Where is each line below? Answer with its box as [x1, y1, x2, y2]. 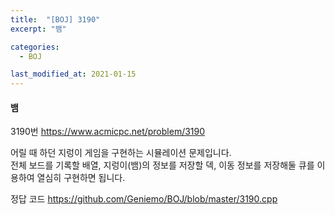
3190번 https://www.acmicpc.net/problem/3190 [10, 126, 206, 138]
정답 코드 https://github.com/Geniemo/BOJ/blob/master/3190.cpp [10, 193, 278, 205]
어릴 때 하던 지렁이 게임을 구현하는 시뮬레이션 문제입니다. [10, 147, 232, 159]
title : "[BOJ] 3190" [10, 14, 101, 25]
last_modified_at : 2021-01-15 [10, 69, 137, 80]
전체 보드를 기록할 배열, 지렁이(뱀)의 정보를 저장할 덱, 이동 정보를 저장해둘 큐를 [10, 159, 315, 171]
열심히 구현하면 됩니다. [36, 172, 126, 184]
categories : [10, 42, 60, 52]
